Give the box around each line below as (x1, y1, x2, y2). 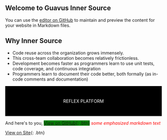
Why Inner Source (5, 37, 62, 45)
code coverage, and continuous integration (12, 65, 101, 71)
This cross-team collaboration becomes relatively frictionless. (12, 55, 139, 61)
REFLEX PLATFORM (63, 98, 104, 104)
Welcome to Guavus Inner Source (5, 4, 111, 12)
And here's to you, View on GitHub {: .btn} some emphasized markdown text (5, 120, 161, 126)
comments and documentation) (24, 76, 88, 82)
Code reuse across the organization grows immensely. (12, 49, 124, 56)
